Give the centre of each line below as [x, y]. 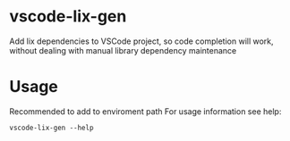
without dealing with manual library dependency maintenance [123, 50]
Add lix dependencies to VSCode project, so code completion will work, [142, 41]
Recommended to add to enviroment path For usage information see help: [145, 111]
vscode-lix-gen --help [51, 128]
